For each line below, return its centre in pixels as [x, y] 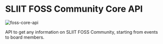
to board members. [25, 37]
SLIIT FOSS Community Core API [74, 9]
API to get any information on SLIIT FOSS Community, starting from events [81, 32]
